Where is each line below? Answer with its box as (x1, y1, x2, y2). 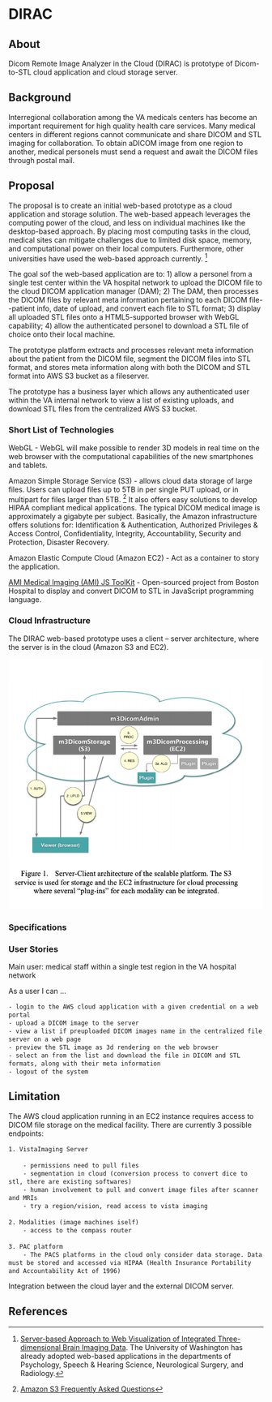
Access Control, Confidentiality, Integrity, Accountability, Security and (8, 529, 241, 539)
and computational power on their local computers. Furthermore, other (8, 243, 244, 253)
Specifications (8, 922, 67, 933)
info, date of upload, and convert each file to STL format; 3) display (36, 303, 261, 313)
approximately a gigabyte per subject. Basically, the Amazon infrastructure (8, 512, 257, 522)
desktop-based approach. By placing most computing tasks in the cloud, (8, 226, 251, 236)
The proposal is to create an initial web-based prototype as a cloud (8, 200, 232, 210)
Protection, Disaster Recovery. (8, 537, 110, 548)
